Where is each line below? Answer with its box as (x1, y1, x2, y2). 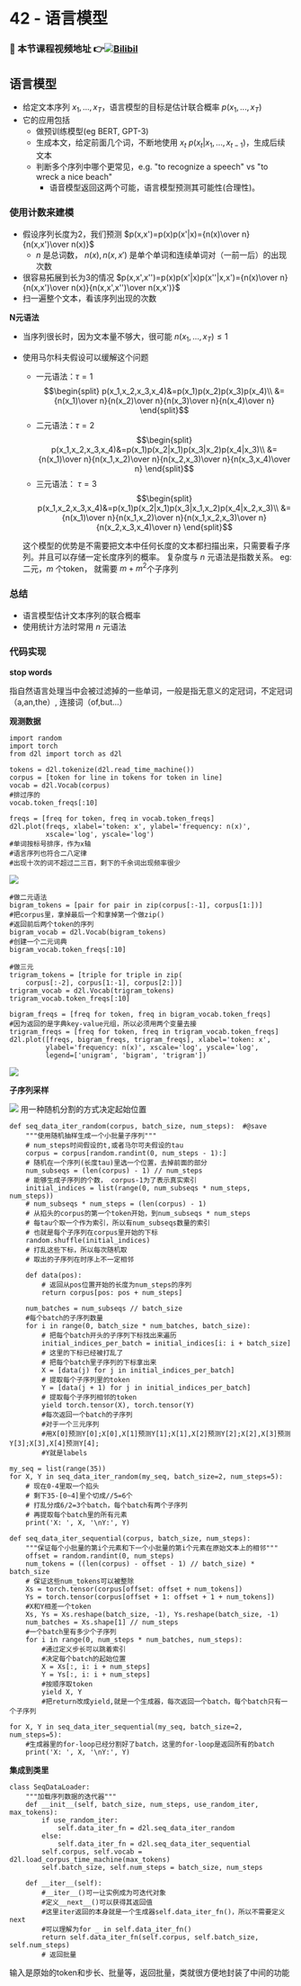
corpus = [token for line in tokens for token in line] (9, 773, 223, 782)
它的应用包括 (22, 114, 70, 125)
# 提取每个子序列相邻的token (41, 1392, 137, 1402)
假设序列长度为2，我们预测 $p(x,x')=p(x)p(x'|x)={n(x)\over (22, 229, 240, 239)
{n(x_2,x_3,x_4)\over (95, 521, 172, 532)
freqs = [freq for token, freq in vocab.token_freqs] (9, 813, 216, 823)
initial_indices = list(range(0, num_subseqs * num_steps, (25, 1183, 252, 1192)
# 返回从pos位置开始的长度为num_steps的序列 (41, 1280, 191, 1290)
